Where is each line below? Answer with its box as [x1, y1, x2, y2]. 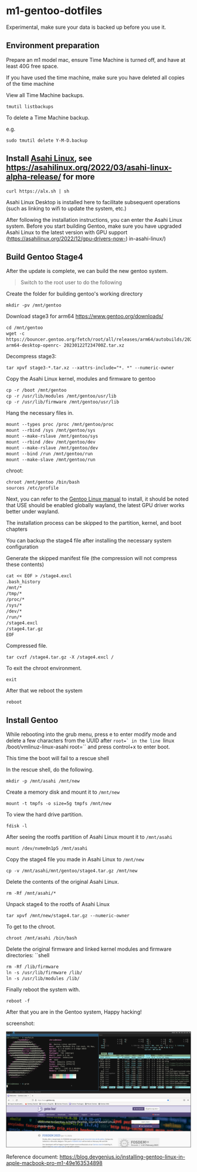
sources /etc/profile [6, 485, 59, 491]
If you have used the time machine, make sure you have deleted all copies [6, 74, 185, 81]
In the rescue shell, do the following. [6, 766, 94, 773]
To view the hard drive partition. [6, 811, 83, 818]
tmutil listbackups [6, 104, 54, 109]
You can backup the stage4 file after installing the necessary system [6, 537, 172, 544]
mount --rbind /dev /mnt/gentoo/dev [6, 439, 96, 445]
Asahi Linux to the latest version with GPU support [6, 228, 128, 236]
